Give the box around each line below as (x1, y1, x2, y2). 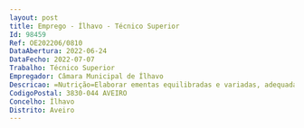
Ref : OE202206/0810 (9, 38, 83, 48)
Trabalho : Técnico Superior (9, 64, 116, 73)
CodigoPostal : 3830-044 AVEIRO (9, 88, 128, 97)
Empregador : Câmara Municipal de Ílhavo (9, 72, 165, 81)
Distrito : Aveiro (9, 105, 75, 114)
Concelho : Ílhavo (9, 96, 75, 106)
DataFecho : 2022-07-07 (9, 55, 95, 64)
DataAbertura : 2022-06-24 (9, 47, 107, 56)
